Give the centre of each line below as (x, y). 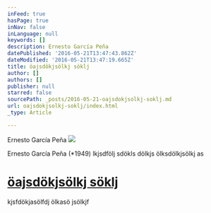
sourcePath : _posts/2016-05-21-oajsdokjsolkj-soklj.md (90, 100)
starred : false (30, 93)
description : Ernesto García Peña (58, 47)
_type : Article (30, 113)
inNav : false (26, 27)
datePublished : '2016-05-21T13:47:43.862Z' (72, 54)
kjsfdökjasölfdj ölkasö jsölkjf (48, 202)
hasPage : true (28, 21)
